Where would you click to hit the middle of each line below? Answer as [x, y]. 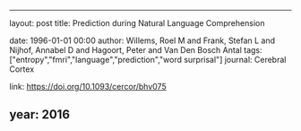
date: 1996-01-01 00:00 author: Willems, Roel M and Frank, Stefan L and [142, 40]
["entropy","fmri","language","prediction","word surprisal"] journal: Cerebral [148, 60]
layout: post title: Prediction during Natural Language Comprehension [137, 23]
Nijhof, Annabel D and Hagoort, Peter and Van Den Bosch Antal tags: [136, 50]
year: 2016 [39, 114]
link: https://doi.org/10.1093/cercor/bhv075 [88, 87]
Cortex [22, 69]
